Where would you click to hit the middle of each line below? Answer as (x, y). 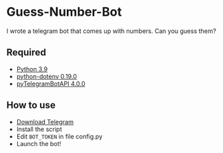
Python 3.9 (32, 69)
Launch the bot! (39, 143)
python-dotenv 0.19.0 (46, 76)
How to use (31, 105)
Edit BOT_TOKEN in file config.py (59, 136)
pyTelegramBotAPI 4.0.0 (51, 84)
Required (26, 52)
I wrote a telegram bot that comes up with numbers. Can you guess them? (111, 31)
